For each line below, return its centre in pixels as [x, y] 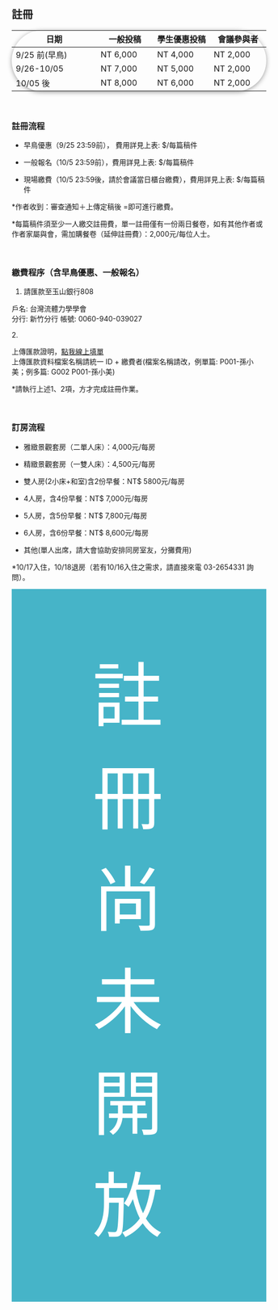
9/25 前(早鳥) [42, 55]
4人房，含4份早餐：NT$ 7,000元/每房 [86, 498]
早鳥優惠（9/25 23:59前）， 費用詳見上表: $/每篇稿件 [110, 145]
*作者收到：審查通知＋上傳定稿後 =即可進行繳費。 [95, 207]
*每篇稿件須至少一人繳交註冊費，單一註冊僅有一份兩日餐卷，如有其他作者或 [137, 224]
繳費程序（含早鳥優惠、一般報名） [78, 273]
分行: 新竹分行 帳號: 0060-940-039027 [77, 319]
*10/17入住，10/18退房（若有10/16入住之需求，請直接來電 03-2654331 [128, 567]
